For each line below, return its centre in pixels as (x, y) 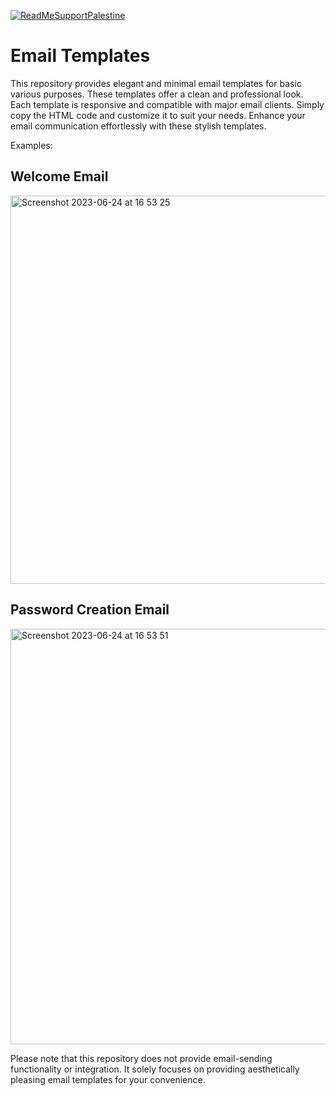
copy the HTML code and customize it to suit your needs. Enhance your (158, 115)
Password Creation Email (90, 610)
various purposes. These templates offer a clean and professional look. (157, 94)
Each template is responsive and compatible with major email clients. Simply (167, 104)
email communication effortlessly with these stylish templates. (138, 126)
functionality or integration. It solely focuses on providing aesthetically (155, 1069)
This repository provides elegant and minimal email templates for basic (156, 83)
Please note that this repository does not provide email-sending (141, 1058)
